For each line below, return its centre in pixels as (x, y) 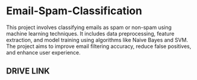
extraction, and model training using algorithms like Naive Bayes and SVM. (97, 40)
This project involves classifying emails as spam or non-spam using (89, 27)
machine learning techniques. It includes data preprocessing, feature (90, 33)
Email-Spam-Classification (74, 11)
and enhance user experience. (44, 52)
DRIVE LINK (28, 71)
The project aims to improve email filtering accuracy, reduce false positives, (99, 46)
